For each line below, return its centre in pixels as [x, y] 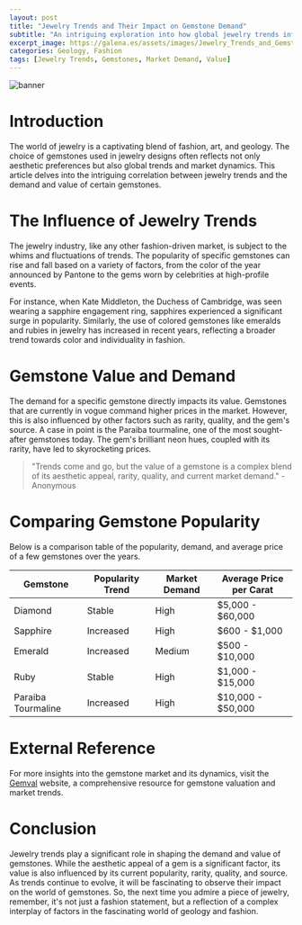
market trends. [36, 792]
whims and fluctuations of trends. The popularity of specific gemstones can [150, 255]
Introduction [57, 121]
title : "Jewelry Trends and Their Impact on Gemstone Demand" [128, 26]
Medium [173, 651]
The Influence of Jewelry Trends [133, 221]
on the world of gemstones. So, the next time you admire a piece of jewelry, [150, 892]
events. [23, 283]
